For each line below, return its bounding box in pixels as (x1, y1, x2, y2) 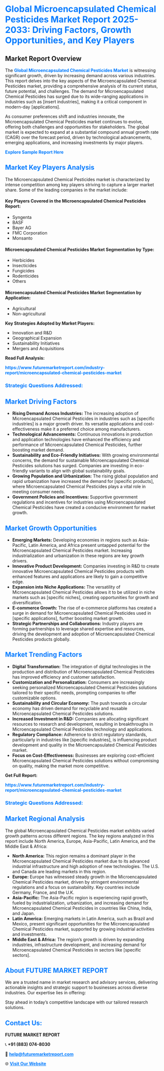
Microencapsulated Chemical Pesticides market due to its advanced (12, 858, 150, 864)
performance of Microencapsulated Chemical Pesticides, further (12, 442, 142, 448)
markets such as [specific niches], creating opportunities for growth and (12, 594, 158, 600)
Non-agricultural (12, 311, 46, 317)
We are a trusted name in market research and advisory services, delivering (5, 980, 158, 985)
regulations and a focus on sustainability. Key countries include (12, 884, 140, 890)
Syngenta (12, 214, 32, 220)
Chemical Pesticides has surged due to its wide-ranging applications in (5, 93, 148, 99)
